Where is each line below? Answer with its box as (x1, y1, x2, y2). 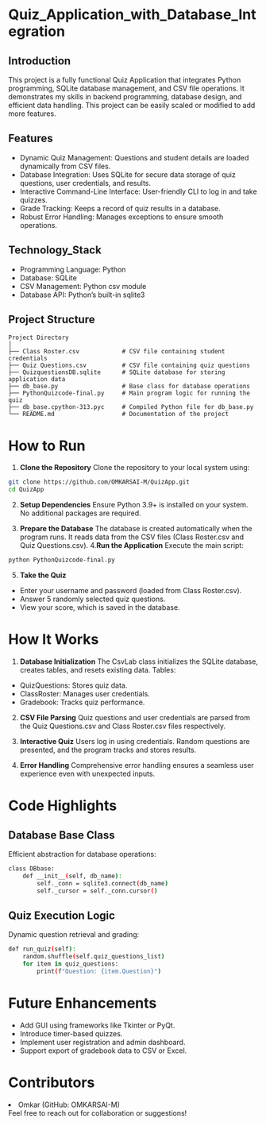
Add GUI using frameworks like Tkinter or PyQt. (19, 1020, 175, 1030)
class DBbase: (8, 864, 56, 873)
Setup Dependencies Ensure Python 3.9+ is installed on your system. (19, 500, 249, 510)
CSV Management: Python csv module (19, 281, 147, 291)
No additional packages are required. (19, 508, 141, 518)
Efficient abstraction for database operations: (8, 849, 156, 858)
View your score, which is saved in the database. (19, 603, 180, 612)
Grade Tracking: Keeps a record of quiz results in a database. (19, 203, 221, 213)
